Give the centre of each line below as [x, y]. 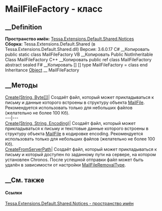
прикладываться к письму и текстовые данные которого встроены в [77, 128]
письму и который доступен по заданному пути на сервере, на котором [81, 154]
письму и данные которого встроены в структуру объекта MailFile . [75, 102]
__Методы [21, 85]
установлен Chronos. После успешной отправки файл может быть [74, 160]
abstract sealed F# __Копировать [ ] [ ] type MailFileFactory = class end [76, 65]
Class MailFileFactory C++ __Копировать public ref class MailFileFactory [78, 59]
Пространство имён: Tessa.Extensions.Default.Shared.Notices [70, 39]
